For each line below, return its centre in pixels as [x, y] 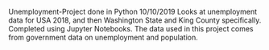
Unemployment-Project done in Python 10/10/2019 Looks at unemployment [133, 12]
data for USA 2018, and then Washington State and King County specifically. [135, 20]
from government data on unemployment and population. [103, 37]
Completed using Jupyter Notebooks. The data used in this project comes [131, 29]
